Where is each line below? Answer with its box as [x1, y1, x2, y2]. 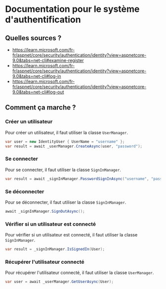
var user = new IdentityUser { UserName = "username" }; [5, 139, 125, 144]
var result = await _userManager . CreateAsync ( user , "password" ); [5, 144, 142, 149]
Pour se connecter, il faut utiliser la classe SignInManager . [5, 167, 121, 173]
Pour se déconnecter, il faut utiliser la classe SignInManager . [5, 199, 126, 205]
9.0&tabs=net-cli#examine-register [12, 58, 84, 63]
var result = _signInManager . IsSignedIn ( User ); [5, 247, 105, 252]
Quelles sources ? [5, 34, 62, 42]
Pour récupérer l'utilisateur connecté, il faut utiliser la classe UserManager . [5, 270, 154, 276]
